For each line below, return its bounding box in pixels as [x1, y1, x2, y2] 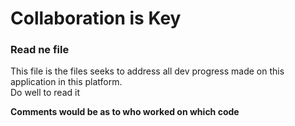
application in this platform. [10, 76, 123, 88]
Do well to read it [10, 87, 80, 99]
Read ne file [10, 43, 70, 57]
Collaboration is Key [10, 7, 182, 30]
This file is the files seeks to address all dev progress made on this [10, 65, 285, 77]
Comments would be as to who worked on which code [10, 106, 240, 118]
